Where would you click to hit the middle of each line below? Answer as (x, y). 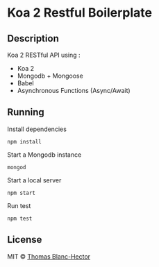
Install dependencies (37, 129)
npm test (20, 218)
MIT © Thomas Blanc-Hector (49, 256)
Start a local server (34, 180)
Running (26, 112)
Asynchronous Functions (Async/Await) (74, 91)
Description (33, 38)
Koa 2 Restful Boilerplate (80, 13)
